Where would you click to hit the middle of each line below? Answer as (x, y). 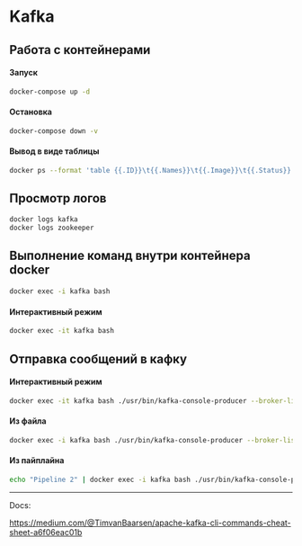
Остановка (31, 112)
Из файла (28, 421)
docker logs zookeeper (52, 228)
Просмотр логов (58, 198)
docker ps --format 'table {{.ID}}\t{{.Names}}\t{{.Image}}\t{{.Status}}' (152, 170)
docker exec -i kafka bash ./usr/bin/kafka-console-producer (126, 440)
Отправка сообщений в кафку (98, 358)
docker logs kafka (44, 219)
